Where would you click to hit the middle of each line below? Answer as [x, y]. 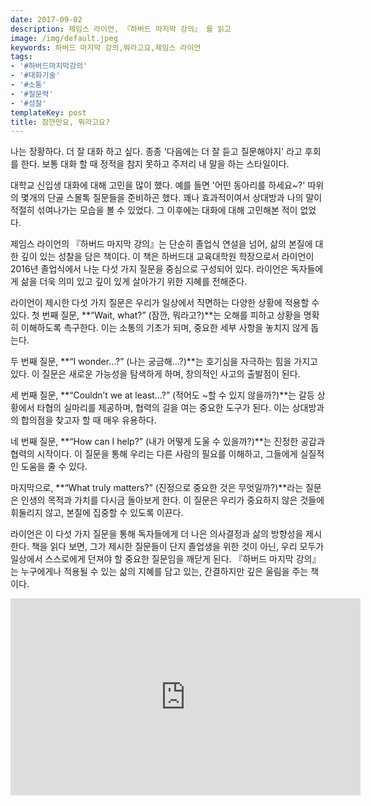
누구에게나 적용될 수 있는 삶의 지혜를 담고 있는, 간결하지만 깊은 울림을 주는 [164, 572]
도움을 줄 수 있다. [54, 467]
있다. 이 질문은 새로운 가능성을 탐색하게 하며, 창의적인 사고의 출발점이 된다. [155, 374]
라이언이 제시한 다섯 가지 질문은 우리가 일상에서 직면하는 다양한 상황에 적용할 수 [165, 303]
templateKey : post [48, 112]
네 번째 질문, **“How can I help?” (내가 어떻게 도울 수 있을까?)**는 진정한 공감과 [167, 442]
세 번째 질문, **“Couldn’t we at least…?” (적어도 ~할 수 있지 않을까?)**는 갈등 [162, 395]
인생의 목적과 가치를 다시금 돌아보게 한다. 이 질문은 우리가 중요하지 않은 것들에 [172, 500]
